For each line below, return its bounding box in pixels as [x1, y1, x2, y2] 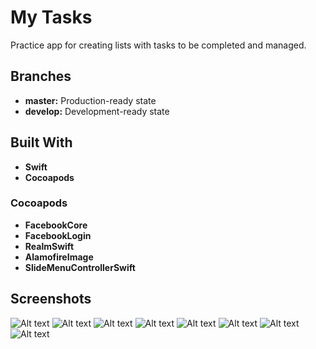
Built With [10, 134, 73, 151]
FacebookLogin [24, 229, 92, 241]
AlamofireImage [24, 251, 94, 263]
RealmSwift [24, 240, 75, 252]
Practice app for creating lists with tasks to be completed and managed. [10, 39, 307, 51]
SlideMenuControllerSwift [24, 261, 136, 273]
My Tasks [10, 6, 93, 29]
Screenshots [10, 291, 92, 308]
